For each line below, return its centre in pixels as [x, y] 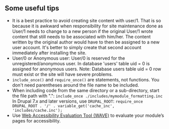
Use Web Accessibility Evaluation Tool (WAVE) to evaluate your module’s [88, 115]
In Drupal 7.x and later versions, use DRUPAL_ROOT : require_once [77, 101]
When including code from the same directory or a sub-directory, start [86, 90]
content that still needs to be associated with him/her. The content [81, 36]
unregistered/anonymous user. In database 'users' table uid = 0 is [81, 63]
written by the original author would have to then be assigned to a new [86, 42]
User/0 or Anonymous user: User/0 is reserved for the [69, 58]
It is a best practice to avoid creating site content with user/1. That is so [87, 20]
